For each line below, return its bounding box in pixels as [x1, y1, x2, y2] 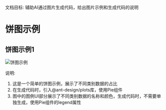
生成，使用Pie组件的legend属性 [16, 99, 81, 105]
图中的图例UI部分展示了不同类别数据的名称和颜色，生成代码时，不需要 [12, 93, 157, 99]
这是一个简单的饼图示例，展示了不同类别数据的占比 [12, 80, 118, 86]
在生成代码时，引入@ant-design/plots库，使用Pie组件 [12, 87, 123, 92]
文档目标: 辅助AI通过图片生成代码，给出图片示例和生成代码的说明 [5, 4, 139, 10]
